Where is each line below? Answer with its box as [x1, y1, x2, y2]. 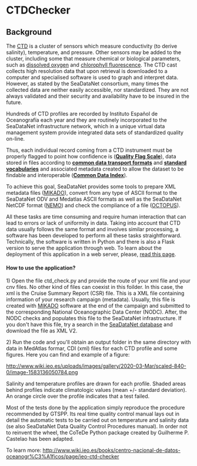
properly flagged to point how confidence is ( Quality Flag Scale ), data [6, 153, 176, 159]
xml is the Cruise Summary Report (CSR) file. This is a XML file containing [6, 289, 185, 297]
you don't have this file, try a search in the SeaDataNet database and [6, 321, 173, 328]
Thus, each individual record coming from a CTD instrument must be [6, 147, 172, 154]
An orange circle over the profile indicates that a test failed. [6, 392, 150, 400]
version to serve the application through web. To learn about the [6, 245, 162, 251]
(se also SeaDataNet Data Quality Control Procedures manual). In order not [6, 423, 188, 430]
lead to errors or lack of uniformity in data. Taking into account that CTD [6, 219, 181, 227]
